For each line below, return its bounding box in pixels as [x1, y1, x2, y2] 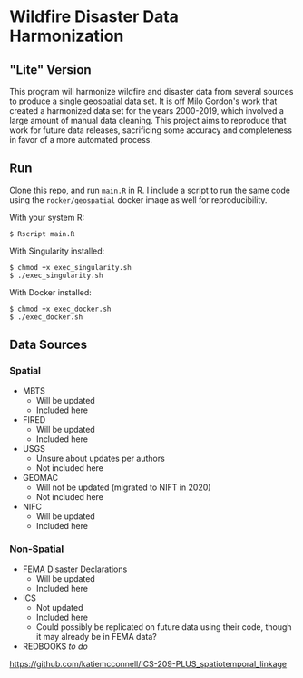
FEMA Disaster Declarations [22, 563, 128, 574]
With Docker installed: [9, 286, 93, 297]
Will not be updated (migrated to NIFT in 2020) [35, 482, 211, 493]
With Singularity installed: [9, 245, 105, 256]
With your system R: [9, 212, 84, 223]
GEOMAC [22, 472, 59, 483]
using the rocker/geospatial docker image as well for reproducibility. [9, 194, 268, 205]
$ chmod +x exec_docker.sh [9, 304, 112, 314]
